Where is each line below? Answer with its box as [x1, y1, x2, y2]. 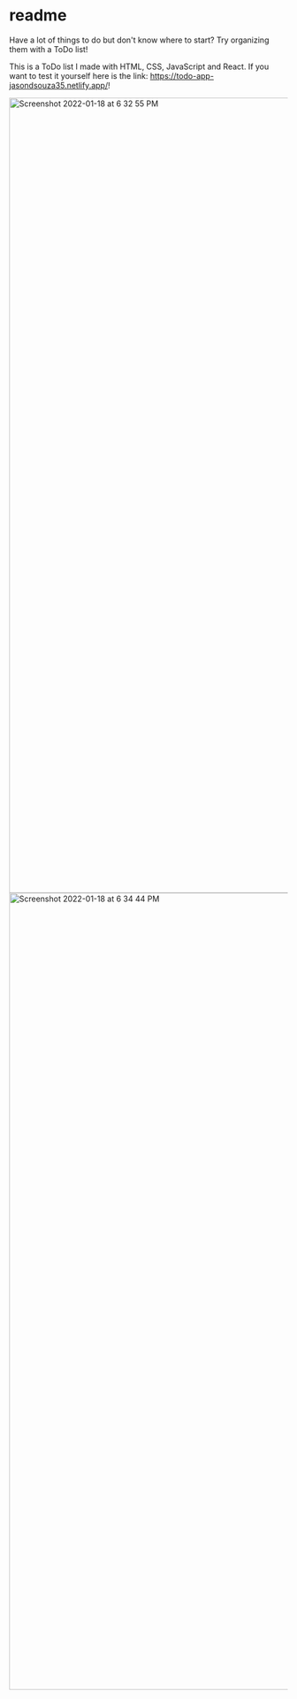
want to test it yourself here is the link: [9, 70, 148, 81]
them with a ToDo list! [9, 43, 88, 54]
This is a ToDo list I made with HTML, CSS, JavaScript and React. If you [9, 61, 270, 72]
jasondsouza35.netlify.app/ [9, 80, 109, 90]
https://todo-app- [149, 70, 215, 81]
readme [9, 5, 67, 26]
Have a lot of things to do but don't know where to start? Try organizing [9, 35, 270, 45]
